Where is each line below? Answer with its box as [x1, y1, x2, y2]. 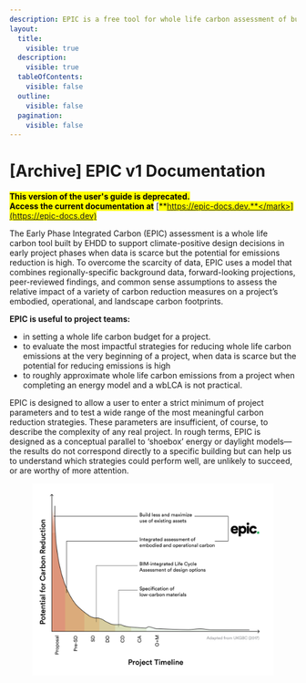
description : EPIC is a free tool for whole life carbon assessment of [9, 15, 287, 24]
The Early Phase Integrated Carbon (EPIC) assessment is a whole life [9, 228, 269, 239]
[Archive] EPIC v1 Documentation [9, 160, 266, 181]
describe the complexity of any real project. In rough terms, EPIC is [9, 427, 261, 438]
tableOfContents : [17, 73, 84, 82]
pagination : [17, 110, 64, 120]
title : [17, 34, 43, 43]
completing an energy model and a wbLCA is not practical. [22, 379, 243, 391]
